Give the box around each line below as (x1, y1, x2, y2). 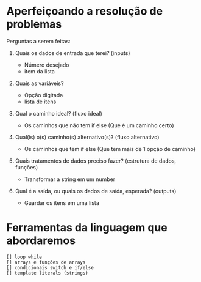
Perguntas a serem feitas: (6, 37, 71, 45)
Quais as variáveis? (15, 80, 64, 87)
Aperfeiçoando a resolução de (6, 4, 163, 18)
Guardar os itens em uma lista (24, 199, 99, 206)
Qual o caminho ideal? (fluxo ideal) (15, 109, 102, 117)
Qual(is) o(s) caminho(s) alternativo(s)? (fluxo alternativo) (15, 133, 160, 141)
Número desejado (24, 61, 69, 69)
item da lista (24, 67, 55, 75)
